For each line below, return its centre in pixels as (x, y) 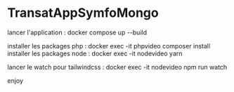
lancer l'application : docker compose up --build (77, 32)
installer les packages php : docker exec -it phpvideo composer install (109, 46)
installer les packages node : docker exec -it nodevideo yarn (95, 53)
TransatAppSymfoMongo (83, 13)
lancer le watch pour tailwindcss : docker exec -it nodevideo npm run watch (117, 67)
